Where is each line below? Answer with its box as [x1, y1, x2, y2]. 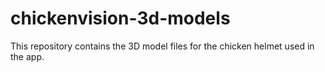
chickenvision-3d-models [10, 7, 231, 30]
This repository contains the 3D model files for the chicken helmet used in [10, 40, 315, 52]
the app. [10, 50, 45, 62]
